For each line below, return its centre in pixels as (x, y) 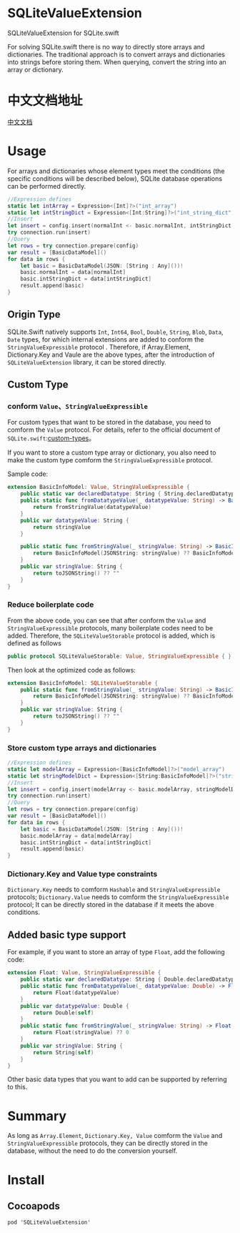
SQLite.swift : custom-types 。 (51, 438)
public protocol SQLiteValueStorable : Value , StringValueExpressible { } (120, 656)
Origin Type (34, 315)
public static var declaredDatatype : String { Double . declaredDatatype (129, 980)
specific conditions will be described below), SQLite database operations (115, 178)
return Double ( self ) (64, 1013)
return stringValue (62, 527)
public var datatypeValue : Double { (75, 1006)
